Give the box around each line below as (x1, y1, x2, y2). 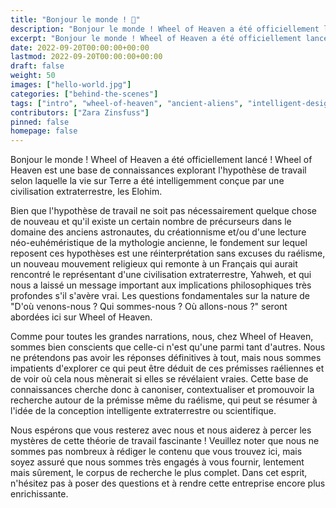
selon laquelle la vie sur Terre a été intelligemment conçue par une (10, 175, 285, 187)
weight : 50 (10, 71, 56, 81)
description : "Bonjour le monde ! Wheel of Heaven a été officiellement (10, 24, 320, 34)
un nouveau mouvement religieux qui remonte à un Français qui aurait (10, 258, 298, 270)
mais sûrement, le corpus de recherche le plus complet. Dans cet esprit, (10, 467, 308, 479)
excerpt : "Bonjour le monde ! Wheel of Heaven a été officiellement (10, 33, 302, 43)
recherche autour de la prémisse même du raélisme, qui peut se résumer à (10, 394, 318, 406)
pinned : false (10, 117, 70, 127)
